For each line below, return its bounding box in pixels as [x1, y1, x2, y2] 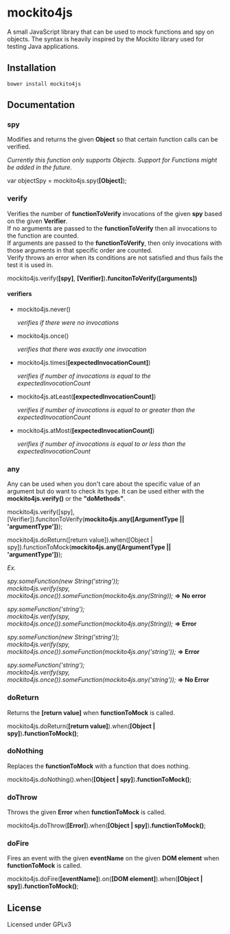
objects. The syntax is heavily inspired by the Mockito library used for [7, 34, 205, 43]
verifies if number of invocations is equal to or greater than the [16, 405, 196, 414]
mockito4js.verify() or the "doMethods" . [7, 494, 126, 503]
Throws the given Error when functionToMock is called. [7, 808, 166, 816]
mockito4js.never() [16, 305, 71, 313]
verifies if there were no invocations [16, 318, 119, 326]
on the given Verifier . [7, 217, 68, 225]
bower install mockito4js [7, 81, 81, 87]
